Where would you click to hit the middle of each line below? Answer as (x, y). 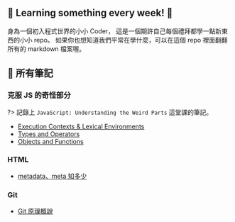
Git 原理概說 (35, 211)
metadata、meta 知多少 (52, 176)
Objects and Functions (50, 141)
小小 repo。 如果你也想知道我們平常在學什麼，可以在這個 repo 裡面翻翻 (124, 40)
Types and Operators (49, 134)
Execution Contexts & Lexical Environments (81, 126)
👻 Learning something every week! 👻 (90, 13)
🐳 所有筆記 (30, 73)
